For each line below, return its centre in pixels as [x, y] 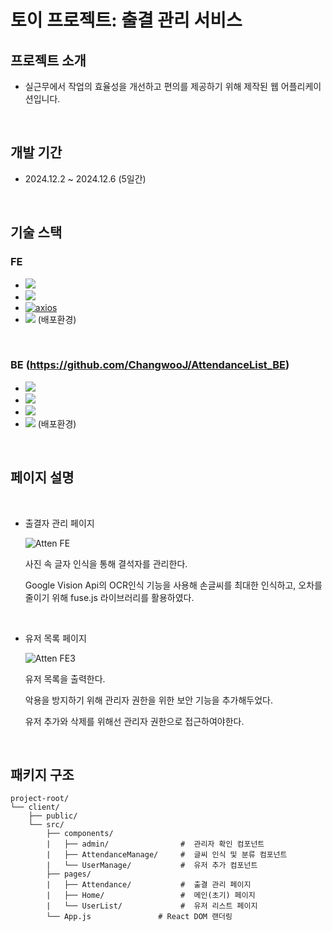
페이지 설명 [42, 477]
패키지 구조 [42, 775]
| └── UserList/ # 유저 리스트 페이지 [152, 906]
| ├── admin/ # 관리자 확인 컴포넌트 [155, 844]
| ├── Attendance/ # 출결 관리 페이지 [149, 885]
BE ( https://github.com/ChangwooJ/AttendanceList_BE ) [150, 365]
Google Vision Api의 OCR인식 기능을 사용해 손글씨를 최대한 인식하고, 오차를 [173, 585]
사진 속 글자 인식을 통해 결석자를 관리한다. [106, 563]
